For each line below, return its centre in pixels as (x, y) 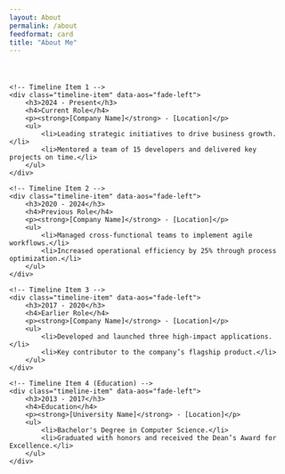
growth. (262, 135)
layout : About (36, 17)
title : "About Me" (43, 42)
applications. (247, 337)
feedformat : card (41, 34)
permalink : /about (43, 26)
